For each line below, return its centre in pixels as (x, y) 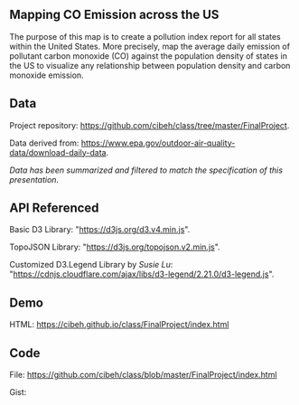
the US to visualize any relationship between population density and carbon (150, 65)
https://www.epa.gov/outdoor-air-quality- (158, 143)
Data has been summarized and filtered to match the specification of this (146, 170)
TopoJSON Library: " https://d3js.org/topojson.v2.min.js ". (115, 247)
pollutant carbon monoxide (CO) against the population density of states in (148, 56)
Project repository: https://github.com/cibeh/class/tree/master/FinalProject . (149, 125)
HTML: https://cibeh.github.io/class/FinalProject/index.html (119, 325)
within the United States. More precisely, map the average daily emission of (150, 46)
